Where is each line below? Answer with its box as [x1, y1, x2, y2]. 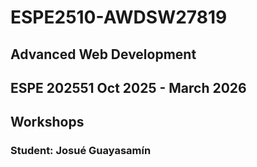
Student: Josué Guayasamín [10, 144, 152, 158]
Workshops [10, 114, 85, 131]
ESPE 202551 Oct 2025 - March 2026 [10, 79, 247, 96]
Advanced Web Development [10, 46, 197, 63]
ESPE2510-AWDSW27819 [10, 6, 228, 29]
